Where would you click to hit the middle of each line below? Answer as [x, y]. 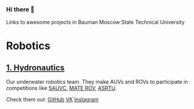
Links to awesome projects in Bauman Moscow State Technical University [96, 22]
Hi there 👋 [21, 9]
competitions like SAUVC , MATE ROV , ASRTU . [61, 88]
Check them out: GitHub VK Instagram [52, 100]
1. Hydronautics [35, 67]
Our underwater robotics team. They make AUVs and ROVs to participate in [97, 82]
